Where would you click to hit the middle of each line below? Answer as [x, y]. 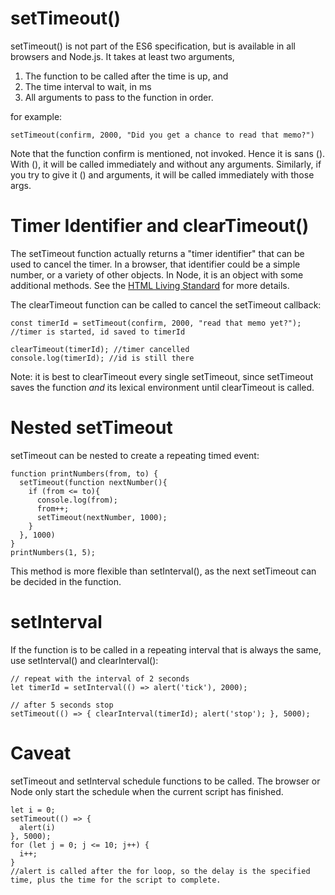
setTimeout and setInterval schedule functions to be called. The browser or [165, 781]
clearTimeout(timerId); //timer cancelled [100, 349]
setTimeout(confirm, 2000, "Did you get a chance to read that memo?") [162, 135]
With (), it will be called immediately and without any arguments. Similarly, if [166, 164]
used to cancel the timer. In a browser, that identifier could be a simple [155, 264]
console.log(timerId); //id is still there [102, 358]
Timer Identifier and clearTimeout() [160, 226]
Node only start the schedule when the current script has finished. [147, 791]
